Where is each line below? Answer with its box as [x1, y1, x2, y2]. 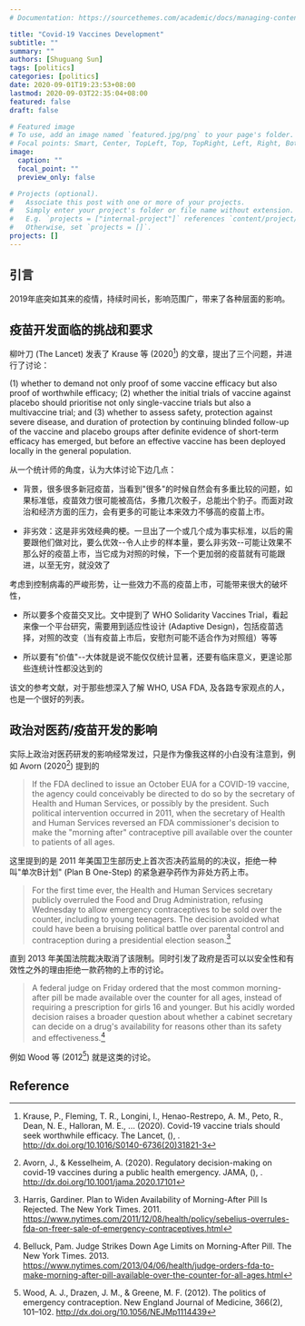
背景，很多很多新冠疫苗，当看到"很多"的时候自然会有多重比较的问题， [22, 483, 285, 495]
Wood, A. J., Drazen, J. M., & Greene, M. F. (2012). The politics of [22, 1287, 267, 1299]
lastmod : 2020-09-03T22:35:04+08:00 [9, 88, 148, 98]
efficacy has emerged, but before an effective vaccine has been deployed [9, 436, 286, 447]
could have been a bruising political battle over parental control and [31, 923, 284, 934]
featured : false [9, 97, 71, 106]
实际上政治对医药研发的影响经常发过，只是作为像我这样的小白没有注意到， [9, 748, 288, 759]
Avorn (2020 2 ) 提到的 [19, 758, 100, 771]
